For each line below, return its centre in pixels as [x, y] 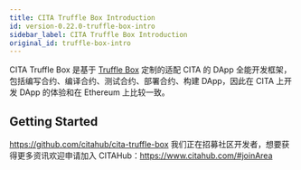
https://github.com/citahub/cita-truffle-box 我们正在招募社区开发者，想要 [146, 145]
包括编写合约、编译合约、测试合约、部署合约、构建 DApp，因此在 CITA [141, 81]
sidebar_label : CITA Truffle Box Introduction [99, 34]
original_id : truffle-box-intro [70, 43]
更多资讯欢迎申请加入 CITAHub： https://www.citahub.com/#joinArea [145, 156]
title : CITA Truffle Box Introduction [82, 18]
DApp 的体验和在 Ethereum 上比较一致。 [94, 92]
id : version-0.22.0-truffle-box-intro [82, 26]
